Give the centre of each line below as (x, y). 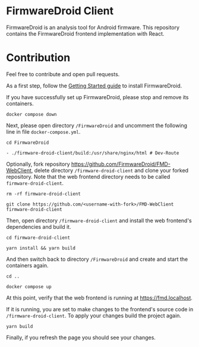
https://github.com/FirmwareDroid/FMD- (121, 164)
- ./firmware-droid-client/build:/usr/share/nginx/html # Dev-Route (93, 153)
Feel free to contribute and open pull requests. (63, 74)
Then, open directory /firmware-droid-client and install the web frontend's (99, 220)
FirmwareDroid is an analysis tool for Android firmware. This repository (93, 27)
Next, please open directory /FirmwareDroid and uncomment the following (97, 125)
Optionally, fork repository (38, 164)
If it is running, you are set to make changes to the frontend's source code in (100, 309)
